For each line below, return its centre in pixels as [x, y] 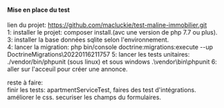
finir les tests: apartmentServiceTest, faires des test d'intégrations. [102, 90]
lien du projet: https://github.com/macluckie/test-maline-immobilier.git [107, 25]
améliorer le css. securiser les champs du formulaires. [84, 98]
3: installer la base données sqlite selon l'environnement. [88, 40]
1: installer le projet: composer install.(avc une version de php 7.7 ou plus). [112, 33]
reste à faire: [25, 82]
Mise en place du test [39, 10]
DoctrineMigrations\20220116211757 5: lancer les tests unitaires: [99, 55]
